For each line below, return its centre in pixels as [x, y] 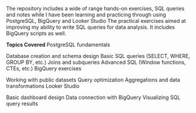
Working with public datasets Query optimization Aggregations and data [93, 80]
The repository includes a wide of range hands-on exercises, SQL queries [95, 8]
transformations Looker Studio [43, 86]
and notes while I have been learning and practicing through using [86, 15]
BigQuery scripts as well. [36, 33]
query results [22, 104]
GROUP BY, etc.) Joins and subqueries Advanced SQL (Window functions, [96, 62]
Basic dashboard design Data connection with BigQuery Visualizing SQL [93, 97]
